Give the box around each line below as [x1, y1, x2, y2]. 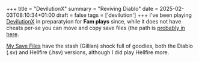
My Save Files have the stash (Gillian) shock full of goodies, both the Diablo [6, 42, 194, 49]
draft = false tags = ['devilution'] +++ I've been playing [56, 11, 192, 19]
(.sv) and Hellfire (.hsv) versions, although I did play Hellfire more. [6, 49, 170, 56]
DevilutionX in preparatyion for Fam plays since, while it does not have [6, 18, 182, 25]
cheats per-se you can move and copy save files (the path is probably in [6, 24, 185, 31]
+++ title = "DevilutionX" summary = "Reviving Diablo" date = [6, 5, 159, 12]
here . [6, 31, 19, 38]
